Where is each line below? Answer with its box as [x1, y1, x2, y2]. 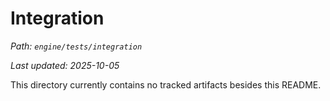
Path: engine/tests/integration [10, 40, 143, 52]
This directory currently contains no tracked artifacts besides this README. [10, 78, 322, 91]
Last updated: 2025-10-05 [10, 59, 120, 71]
